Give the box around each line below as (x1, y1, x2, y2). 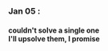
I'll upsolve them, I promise (8, 33, 100, 43)
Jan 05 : (8, 6, 41, 17)
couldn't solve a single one (8, 25, 100, 35)
